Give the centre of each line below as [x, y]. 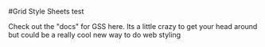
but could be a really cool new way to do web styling [95, 35]
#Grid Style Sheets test [46, 11]
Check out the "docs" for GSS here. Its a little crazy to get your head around [133, 26]
